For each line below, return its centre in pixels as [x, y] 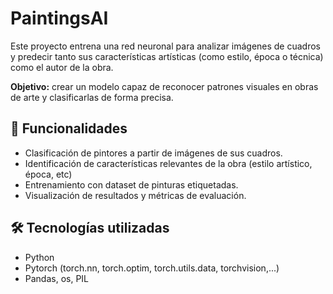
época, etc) [48, 174]
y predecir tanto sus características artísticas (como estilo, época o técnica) [167, 56]
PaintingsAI [59, 18]
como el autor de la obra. [62, 67]
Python [39, 257]
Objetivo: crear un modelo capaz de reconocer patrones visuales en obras [164, 86]
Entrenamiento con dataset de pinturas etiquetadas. [131, 184]
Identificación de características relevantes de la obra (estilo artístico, [168, 163]
